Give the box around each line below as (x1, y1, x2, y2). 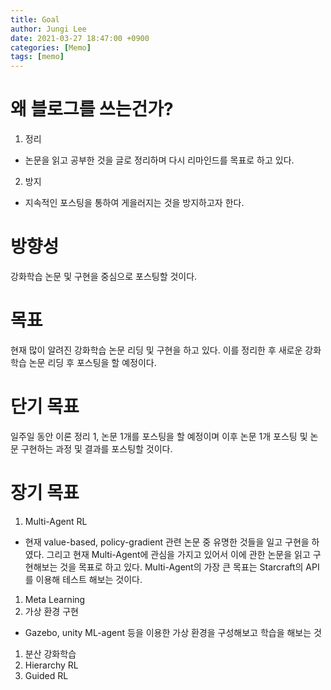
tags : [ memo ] (10, 52, 65, 62)
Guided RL (24, 669, 69, 681)
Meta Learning (24, 593, 86, 605)
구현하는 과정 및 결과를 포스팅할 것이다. (20, 442, 173, 455)
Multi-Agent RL (24, 515, 88, 527)
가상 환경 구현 (24, 605, 79, 617)
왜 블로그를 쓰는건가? (10, 98, 174, 121)
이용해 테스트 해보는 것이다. (35, 573, 143, 585)
